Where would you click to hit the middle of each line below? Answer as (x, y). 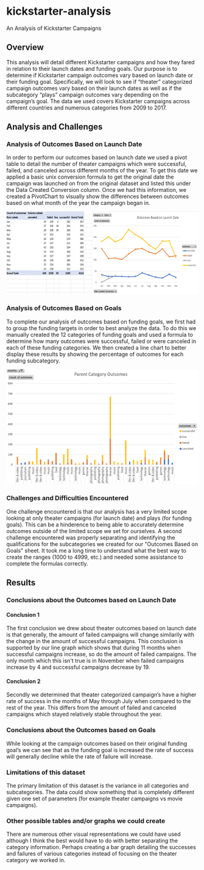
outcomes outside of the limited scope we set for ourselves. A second (94, 531)
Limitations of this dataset (46, 772)
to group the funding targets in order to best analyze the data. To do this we (101, 328)
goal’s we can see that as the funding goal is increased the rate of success (100, 750)
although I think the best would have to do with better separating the (92, 841)
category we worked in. (36, 860)
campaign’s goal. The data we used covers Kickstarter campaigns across (98, 101)
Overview (25, 47)
